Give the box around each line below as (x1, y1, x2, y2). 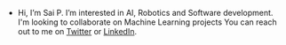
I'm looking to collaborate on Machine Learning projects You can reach (17, 17, 277, 27)
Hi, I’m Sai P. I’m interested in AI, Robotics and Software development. (17, 8, 274, 18)
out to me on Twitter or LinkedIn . (17, 26, 138, 36)
